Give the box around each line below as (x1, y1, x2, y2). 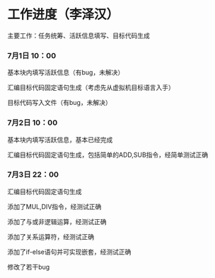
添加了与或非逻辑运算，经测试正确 (7, 217, 107, 226)
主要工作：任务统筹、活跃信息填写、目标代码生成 (7, 31, 150, 40)
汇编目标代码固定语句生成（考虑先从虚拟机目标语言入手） (7, 83, 175, 92)
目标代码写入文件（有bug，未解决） (7, 99, 112, 107)
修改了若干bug (7, 262, 50, 271)
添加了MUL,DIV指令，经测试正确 (7, 202, 102, 211)
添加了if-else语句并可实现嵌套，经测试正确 (7, 248, 132, 256)
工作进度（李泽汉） (7, 6, 120, 23)
